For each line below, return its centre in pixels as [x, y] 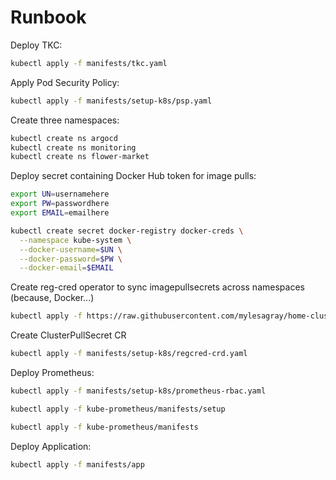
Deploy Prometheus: [52, 373]
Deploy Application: [51, 446]
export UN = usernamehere [60, 194]
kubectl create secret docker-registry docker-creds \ [127, 231]
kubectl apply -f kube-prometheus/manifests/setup [118, 409]
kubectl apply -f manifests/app [77, 464]
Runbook [48, 17]
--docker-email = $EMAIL [66, 268]
